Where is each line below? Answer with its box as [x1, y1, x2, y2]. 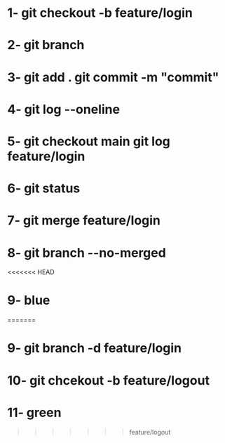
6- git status [7, 180, 81, 197]
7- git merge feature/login [7, 213, 161, 229]
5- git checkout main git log [7, 133, 170, 149]
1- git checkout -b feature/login [7, 5, 193, 21]
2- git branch [7, 37, 85, 53]
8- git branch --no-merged [7, 244, 166, 260]
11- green [7, 404, 62, 421]
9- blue [7, 293, 50, 308]
